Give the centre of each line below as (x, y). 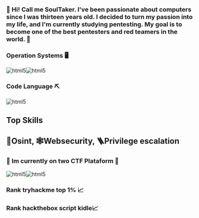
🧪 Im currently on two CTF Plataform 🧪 (63, 161)
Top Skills (25, 120)
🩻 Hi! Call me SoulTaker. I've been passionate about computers (99, 10)
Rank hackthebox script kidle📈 (52, 208)
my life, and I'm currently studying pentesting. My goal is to (94, 24)
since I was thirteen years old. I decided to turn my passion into (99, 17)
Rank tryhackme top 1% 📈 (45, 189)
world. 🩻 (18, 39)
